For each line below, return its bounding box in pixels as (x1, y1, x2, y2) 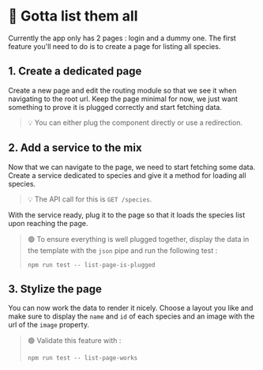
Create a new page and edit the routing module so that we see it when (8, 85, 237, 95)
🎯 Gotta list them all (8, 7, 138, 25)
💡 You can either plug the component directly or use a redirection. (27, 118, 243, 127)
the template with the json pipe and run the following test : (27, 245, 218, 255)
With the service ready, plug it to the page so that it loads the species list (8, 210, 246, 220)
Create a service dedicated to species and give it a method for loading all (8, 170, 246, 180)
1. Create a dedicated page (8, 65, 142, 78)
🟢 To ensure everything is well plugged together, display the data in (27, 234, 250, 244)
